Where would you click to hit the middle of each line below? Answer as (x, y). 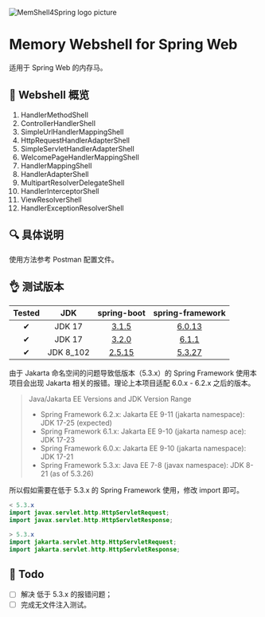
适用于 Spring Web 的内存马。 (58, 67)
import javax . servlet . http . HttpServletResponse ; (91, 521)
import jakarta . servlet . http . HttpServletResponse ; (95, 549)
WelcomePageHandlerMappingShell (80, 157)
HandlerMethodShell (54, 115)
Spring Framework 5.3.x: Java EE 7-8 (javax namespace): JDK (142, 466)
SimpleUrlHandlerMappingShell (72, 132)
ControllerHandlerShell (58, 123)
